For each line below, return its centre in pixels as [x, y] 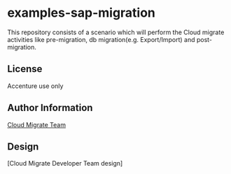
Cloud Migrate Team [37, 124]
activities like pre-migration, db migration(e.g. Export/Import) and [101, 39]
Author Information [50, 108]
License [25, 69]
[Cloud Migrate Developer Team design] [65, 164]
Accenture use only [35, 86]
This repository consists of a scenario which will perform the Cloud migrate [116, 32]
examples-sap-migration [82, 13]
